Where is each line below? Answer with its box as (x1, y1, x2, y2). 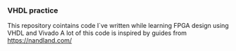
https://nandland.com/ (7, 36, 73, 45)
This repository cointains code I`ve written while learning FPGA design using (7, 22, 229, 30)
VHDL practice (7, 6, 58, 15)
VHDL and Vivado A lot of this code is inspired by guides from (7, 29, 187, 37)
